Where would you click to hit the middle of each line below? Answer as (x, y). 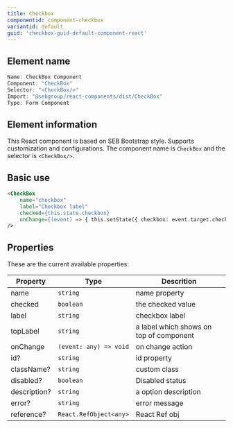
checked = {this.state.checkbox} (65, 213)
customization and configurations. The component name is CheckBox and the (116, 148)
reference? (28, 415)
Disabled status (161, 381)
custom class (157, 370)
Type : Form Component (38, 103)
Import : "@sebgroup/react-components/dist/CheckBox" (85, 96)
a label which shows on (174, 327)
